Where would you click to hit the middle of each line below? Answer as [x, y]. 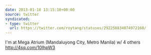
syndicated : [17, 19]
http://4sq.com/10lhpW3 [30, 48]
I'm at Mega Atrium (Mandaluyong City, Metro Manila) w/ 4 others [73, 42]
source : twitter [22, 14]
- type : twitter [22, 24]
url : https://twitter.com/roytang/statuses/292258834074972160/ [78, 28]
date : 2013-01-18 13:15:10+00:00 [40, 10]
